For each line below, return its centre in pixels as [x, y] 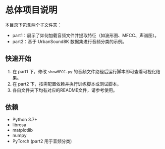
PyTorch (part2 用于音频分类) [42, 141]
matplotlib [23, 130]
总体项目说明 [31, 10]
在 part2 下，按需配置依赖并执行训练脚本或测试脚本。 [67, 84]
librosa [19, 125]
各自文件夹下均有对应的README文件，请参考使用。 [65, 90]
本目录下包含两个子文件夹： [33, 25]
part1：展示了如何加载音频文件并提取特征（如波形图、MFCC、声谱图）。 [86, 35]
